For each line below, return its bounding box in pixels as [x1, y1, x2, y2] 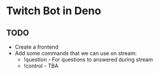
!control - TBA [23, 62, 58, 69]
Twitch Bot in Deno [6, 4, 101, 18]
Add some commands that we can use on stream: [14, 50, 137, 57]
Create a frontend [14, 43, 58, 50]
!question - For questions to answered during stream [23, 56, 153, 63]
